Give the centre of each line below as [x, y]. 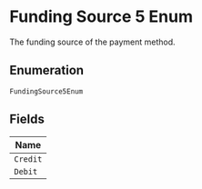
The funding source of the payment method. [92, 42]
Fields [27, 119]
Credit [28, 159]
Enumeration [47, 70]
